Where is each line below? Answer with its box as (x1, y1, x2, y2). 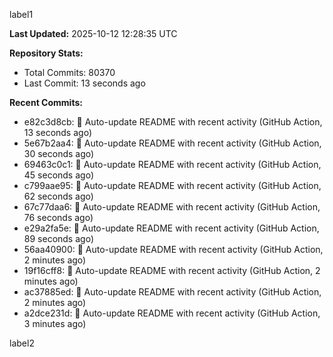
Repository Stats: (9, 47, 84, 59)
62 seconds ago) (23, 190, 94, 202)
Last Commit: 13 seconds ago (23, 77, 146, 89)
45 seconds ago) (23, 169, 94, 181)
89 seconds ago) (23, 233, 94, 244)
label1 (9, 9, 34, 20)
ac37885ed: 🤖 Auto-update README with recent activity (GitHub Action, (23, 286, 322, 298)
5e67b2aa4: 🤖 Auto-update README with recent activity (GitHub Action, (23, 137, 322, 149)
